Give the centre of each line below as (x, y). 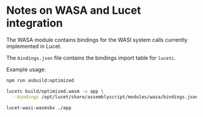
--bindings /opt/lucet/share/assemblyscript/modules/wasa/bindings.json (105, 97)
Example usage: (26, 69)
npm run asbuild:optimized (40, 80)
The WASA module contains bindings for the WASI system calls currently (97, 40)
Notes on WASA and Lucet (74, 10)
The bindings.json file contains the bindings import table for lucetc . (91, 58)
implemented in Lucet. (34, 46)
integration (35, 23)
